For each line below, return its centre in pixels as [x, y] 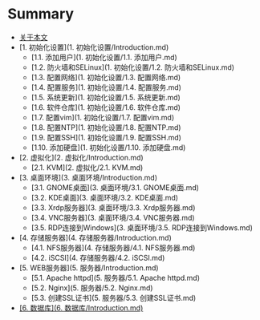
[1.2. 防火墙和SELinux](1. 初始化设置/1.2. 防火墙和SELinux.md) [132, 67]
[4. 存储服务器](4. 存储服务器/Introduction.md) [95, 237]
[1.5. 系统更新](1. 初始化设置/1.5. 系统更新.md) [106, 97]
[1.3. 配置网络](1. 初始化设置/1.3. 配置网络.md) [106, 77]
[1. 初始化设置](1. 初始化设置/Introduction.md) [94, 47]
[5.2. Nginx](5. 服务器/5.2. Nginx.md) [92, 288]
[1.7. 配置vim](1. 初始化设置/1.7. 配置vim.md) [102, 117]
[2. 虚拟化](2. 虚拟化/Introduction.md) [81, 157]
